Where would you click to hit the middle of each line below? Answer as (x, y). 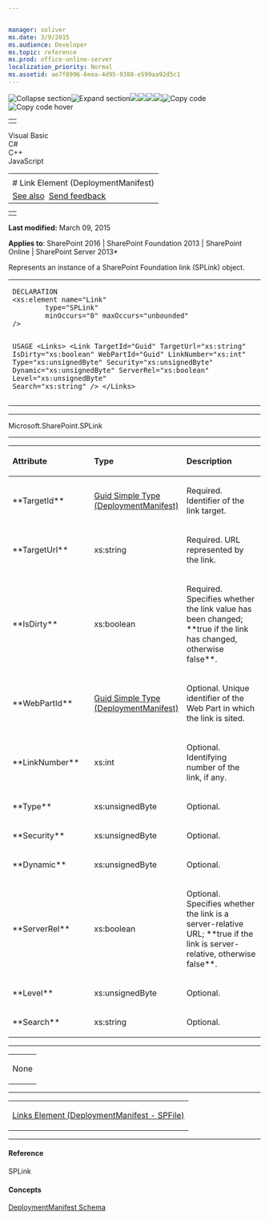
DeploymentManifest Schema (57, 1207)
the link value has (219, 609)
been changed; (215, 618)
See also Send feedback (59, 196)
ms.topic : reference (43, 52)
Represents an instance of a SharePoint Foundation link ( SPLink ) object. (127, 267)
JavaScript (26, 160)
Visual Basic (28, 135)
